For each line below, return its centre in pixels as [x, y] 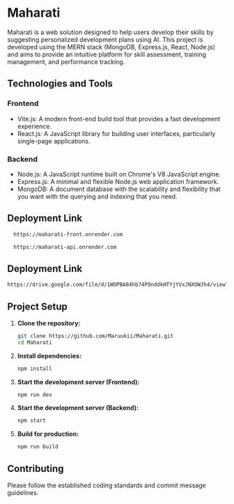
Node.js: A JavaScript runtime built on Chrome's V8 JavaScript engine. [119, 174]
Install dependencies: [49, 356]
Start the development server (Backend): [78, 408]
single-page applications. [54, 141]
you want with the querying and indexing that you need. [97, 196]
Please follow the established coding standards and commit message [107, 485]
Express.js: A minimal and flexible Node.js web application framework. [118, 181]
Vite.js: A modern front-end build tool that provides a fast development [119, 119]
